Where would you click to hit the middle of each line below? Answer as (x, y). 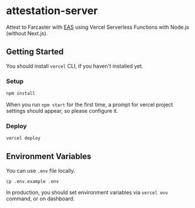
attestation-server (52, 11)
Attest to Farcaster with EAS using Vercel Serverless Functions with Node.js (97, 27)
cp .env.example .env (33, 181)
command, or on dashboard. (41, 199)
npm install (21, 93)
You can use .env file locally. (41, 170)
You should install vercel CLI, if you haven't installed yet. (75, 66)
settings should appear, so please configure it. (62, 110)
